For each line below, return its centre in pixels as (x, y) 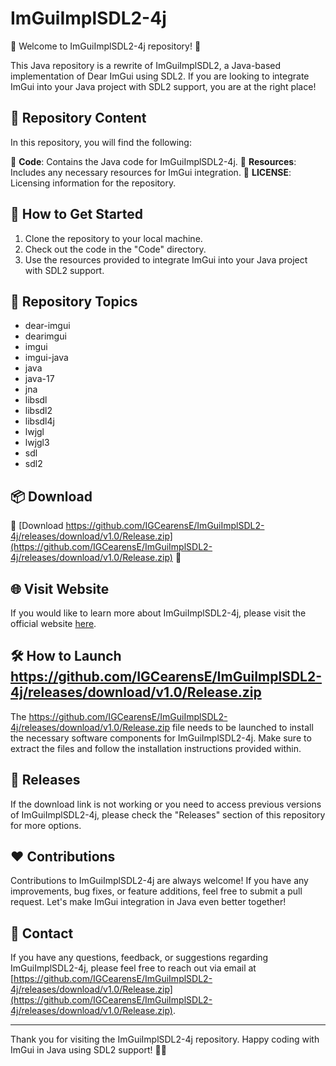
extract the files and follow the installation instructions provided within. (156, 748)
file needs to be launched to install (242, 727)
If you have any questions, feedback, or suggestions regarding (139, 958)
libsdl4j (39, 421)
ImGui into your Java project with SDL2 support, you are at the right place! (163, 86)
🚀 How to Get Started (77, 214)
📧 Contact (42, 933)
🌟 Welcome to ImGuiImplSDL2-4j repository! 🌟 (106, 46)
